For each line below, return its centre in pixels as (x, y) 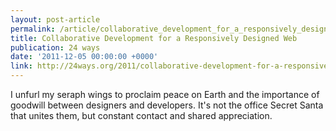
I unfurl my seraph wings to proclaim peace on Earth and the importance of (165, 94)
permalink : (33, 29)
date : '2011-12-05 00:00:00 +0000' (84, 57)
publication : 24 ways (55, 47)
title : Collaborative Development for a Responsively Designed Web (154, 38)
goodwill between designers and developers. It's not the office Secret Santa (167, 105)
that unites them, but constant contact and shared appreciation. (141, 115)
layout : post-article (55, 19)
